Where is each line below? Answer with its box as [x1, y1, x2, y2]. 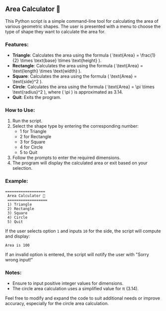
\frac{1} [140, 52, 156, 58]
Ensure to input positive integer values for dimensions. [12, 280, 124, 286]
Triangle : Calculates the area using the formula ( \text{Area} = [12, 52, 140, 58]
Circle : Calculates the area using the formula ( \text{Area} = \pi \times [12, 84, 155, 90]
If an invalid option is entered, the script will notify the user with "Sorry [5, 251, 150, 258]
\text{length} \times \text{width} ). [12, 68, 82, 74]
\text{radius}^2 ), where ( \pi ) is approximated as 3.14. [12, 89, 123, 95]
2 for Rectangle [19, 134, 52, 140]
